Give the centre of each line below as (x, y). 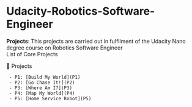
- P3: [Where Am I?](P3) (40, 88)
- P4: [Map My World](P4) (42, 93)
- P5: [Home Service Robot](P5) (50, 98)
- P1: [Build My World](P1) (45, 77)
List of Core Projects (32, 54)
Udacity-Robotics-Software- (81, 11)
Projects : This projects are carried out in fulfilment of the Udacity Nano (96, 41)
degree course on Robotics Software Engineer (65, 48)
